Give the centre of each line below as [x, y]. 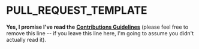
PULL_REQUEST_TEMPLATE [77, 10]
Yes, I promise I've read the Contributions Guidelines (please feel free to [97, 27]
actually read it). [26, 39]
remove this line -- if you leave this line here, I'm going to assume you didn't [100, 33]
